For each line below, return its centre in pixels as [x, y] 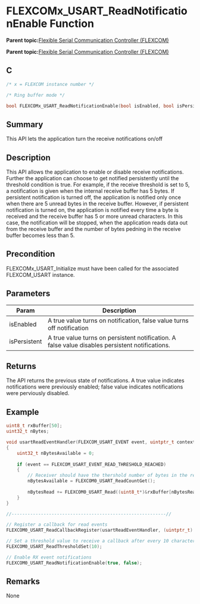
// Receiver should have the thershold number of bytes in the [107, 476]
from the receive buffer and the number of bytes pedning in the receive [93, 229]
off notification [68, 328]
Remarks [23, 582]
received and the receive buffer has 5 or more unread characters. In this [95, 216]
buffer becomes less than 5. [40, 235]
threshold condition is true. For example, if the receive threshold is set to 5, [98, 184]
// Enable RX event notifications [49, 557]
